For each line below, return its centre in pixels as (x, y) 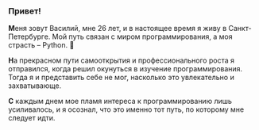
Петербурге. (29, 36)
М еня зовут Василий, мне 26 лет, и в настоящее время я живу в (118, 29)
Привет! (25, 11)
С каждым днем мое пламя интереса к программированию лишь (120, 101)
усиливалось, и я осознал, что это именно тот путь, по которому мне (126, 109)
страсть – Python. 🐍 (41, 45)
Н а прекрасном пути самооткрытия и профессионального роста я (121, 60)
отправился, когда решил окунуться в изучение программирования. (126, 69)
